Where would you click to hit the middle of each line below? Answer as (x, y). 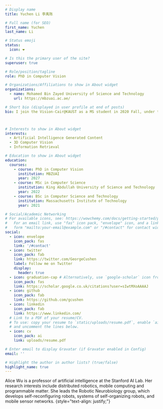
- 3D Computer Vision (31, 143)
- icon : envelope (27, 237)
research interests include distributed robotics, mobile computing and (75, 386)
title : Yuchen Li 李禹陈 (29, 14)
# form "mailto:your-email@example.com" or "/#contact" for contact (78, 228)
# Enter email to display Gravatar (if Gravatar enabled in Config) (76, 349)
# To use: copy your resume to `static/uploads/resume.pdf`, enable (80, 322)
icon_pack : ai (28, 336)
